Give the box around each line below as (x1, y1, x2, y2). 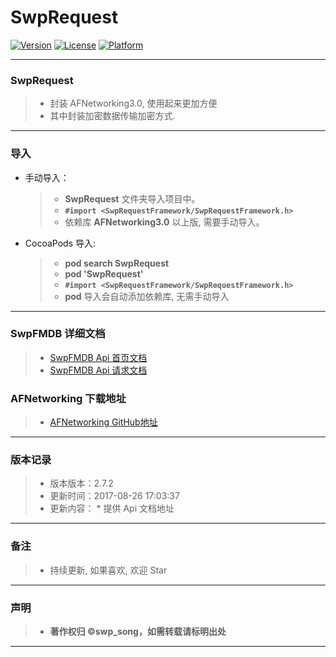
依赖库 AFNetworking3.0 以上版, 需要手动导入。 (64, 216, 265, 228)
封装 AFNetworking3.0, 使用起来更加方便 (49, 97, 218, 110)
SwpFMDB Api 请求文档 (49, 364, 148, 376)
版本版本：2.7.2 (49, 477, 114, 490)
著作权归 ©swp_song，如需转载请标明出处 (49, 626, 227, 638)
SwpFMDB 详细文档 (10, 327, 106, 341)
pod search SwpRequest (64, 257, 170, 269)
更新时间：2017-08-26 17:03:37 (49, 490, 180, 502)
